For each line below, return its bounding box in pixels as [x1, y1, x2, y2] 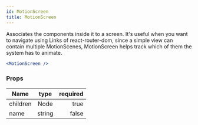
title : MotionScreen [6, 14, 57, 20]
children [9, 100, 32, 108]
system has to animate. [6, 49, 62, 56]
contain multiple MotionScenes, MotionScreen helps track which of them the [6, 42, 192, 50]
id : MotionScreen [6, 8, 49, 15]
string [37, 109, 54, 117]
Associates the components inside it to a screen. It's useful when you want [6, 30, 188, 37]
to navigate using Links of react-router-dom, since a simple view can [6, 37, 173, 44]
